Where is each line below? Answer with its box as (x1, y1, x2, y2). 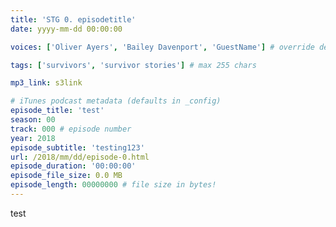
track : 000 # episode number (10, 124, 132, 134)
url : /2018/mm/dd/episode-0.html (10, 152, 150, 162)
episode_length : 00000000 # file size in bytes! (10, 180, 217, 190)
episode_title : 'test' (10, 106, 105, 116)
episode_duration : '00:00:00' (10, 161, 137, 171)
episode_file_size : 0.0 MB (10, 171, 123, 181)
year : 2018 (10, 133, 56, 143)
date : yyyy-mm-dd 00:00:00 (10, 24, 123, 34)
